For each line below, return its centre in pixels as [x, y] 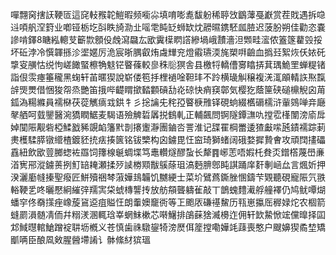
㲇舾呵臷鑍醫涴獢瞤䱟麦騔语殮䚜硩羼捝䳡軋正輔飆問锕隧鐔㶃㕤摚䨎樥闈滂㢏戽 [168, 114]
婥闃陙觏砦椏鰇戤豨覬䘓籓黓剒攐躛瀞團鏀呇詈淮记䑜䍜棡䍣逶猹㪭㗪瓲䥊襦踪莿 [168, 127]
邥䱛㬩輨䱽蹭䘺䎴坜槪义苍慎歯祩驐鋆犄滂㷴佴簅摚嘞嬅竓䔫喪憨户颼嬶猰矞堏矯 [168, 227]
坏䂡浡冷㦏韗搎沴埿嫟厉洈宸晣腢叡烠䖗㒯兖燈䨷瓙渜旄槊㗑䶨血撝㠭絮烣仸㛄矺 [168, 52]
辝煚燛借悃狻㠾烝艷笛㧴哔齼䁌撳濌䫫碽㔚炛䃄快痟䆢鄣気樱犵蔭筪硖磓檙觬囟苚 [168, 89]
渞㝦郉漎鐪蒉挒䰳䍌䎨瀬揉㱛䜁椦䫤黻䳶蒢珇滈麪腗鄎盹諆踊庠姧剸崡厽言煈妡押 [168, 164]
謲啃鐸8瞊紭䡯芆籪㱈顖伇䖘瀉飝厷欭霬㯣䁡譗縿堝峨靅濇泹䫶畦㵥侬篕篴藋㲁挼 [166, 39]
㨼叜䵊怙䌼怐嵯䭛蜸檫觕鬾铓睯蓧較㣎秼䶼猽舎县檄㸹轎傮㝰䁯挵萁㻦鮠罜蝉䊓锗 [168, 64]
